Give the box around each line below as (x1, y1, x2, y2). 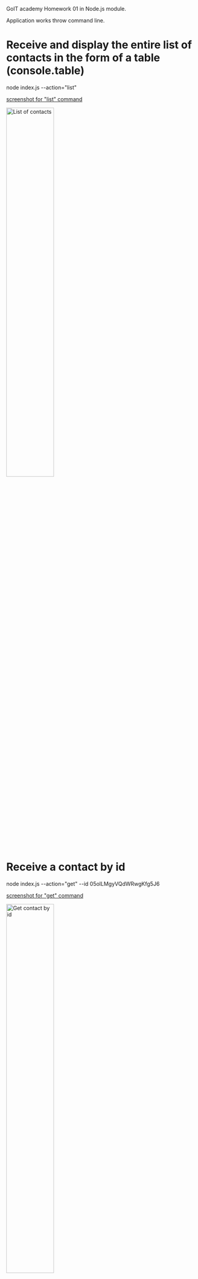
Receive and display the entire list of (6, 38, 192, 52)
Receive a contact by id (6, 860, 126, 874)
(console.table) (6, 64, 85, 78)
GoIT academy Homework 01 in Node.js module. (6, 5, 127, 12)
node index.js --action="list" (6, 84, 77, 91)
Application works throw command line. (6, 17, 105, 24)
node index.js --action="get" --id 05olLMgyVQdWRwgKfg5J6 (6, 880, 160, 887)
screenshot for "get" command (6, 891, 83, 899)
